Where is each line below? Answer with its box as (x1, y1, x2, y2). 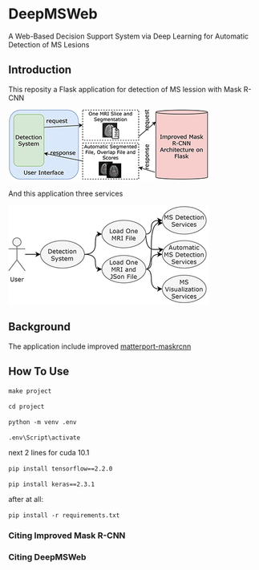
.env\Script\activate (8, 434, 81, 442)
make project (8, 387, 52, 395)
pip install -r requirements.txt (8, 511, 120, 519)
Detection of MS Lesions (8, 39, 90, 49)
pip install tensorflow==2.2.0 (8, 465, 113, 473)
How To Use (8, 364, 70, 378)
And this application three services (8, 188, 123, 198)
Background (8, 320, 71, 334)
